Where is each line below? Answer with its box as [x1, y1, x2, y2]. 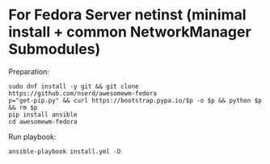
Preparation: [8, 66, 50, 76]
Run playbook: [8, 132, 57, 141]
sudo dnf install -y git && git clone [8, 82, 139, 90]
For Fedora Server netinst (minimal [8, 6, 247, 24]
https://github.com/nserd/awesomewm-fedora [8, 89, 158, 98]
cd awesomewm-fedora [8, 117, 78, 126]
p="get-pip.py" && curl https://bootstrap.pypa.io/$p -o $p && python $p [8, 96, 263, 104]
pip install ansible [8, 111, 78, 119]
